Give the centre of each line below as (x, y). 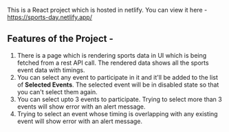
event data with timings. (51, 70)
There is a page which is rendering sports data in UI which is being (112, 55)
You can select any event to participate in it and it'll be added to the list (118, 77)
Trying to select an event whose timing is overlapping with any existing (117, 113)
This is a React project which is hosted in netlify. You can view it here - (107, 10)
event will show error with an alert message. (80, 121)
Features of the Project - (60, 39)
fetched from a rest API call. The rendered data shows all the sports (113, 63)
